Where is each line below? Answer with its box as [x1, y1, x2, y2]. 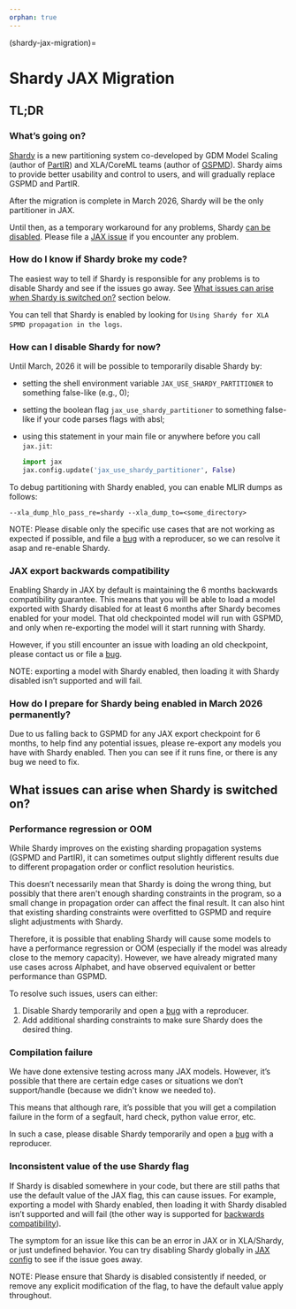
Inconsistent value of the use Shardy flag [9, 1160, 190, 1173]
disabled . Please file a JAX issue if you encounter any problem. [9, 231, 239, 241]
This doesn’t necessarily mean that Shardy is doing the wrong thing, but [9, 879, 271, 890]
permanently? [9, 708, 72, 721]
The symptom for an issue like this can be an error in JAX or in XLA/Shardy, [9, 1235, 285, 1245]
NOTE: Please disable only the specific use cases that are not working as [9, 524, 276, 534]
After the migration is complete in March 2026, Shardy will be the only [9, 195, 264, 206]
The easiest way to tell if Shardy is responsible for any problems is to [9, 273, 261, 284]
